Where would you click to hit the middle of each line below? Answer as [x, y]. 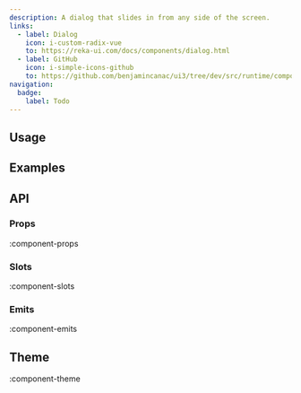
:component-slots [42, 286]
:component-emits [43, 329]
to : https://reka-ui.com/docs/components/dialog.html [128, 51]
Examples [37, 168]
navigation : [31, 84]
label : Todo [47, 101]
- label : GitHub [47, 59]
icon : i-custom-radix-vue [74, 43]
